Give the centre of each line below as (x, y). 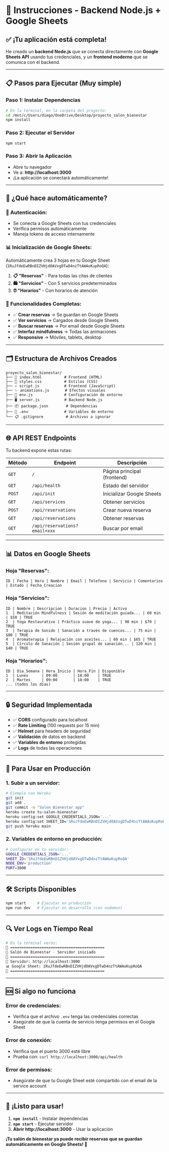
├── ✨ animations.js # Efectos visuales (56, 390)
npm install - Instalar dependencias (50, 1118)
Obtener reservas (123, 518)
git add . (16, 803)
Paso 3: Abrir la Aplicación (39, 156)
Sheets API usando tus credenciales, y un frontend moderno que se (77, 57)
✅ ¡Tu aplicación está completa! (56, 39)
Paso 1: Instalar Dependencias (43, 100)
